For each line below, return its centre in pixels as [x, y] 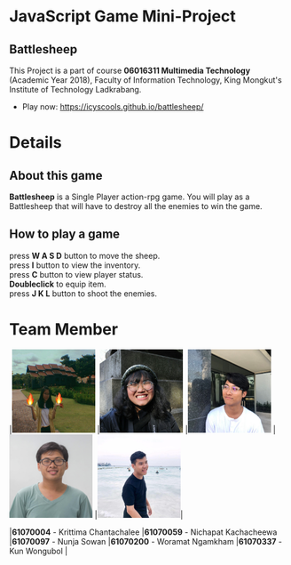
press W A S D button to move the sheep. [85, 255]
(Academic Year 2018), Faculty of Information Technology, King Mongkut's [145, 80]
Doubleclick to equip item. [58, 284]
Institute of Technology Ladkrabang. [75, 89]
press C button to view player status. [76, 274]
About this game [56, 175]
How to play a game [65, 234]
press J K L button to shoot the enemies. [83, 293]
